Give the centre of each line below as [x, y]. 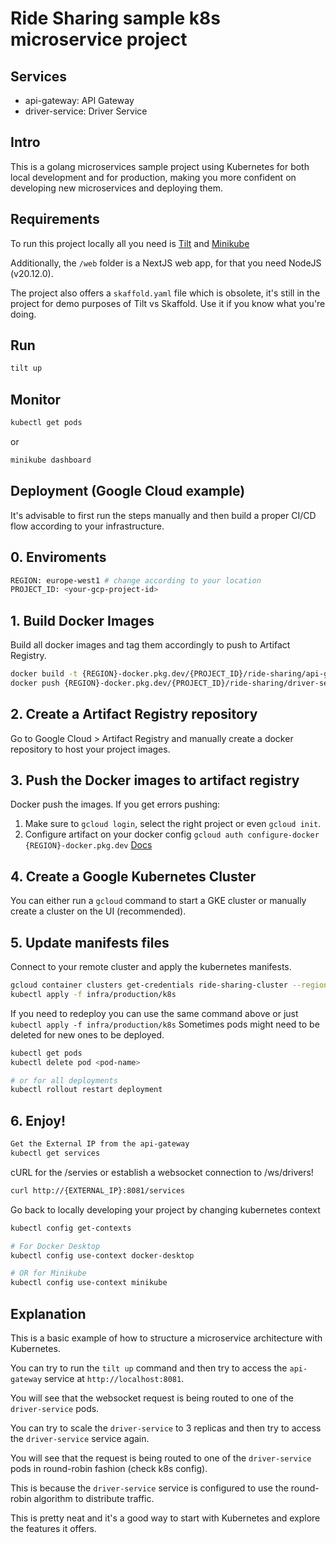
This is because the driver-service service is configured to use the [149, 1488]
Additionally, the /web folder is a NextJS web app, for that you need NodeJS [166, 263]
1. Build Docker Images [82, 620]
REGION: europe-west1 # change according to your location [136, 580]
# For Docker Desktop [55, 1246]
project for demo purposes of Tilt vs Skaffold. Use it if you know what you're [168, 303]
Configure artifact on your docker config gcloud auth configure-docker [172, 834]
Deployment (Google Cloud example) [128, 491]
